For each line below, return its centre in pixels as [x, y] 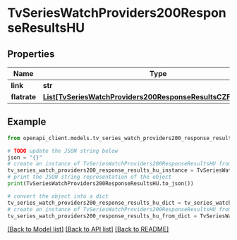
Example [27, 122]
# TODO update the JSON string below [63, 151]
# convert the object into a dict [58, 196]
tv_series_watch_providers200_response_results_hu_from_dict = [102, 216]
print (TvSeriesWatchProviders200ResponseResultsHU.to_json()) [101, 184]
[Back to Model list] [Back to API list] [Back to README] [88, 229]
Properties [31, 54]
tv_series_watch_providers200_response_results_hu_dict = [94, 203]
